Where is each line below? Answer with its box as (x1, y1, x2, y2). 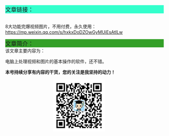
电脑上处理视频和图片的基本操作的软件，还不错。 (5, 58, 107, 64)
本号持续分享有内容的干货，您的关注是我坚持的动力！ (5, 69, 116, 75)
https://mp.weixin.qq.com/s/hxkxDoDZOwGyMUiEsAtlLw (5, 29, 123, 35)
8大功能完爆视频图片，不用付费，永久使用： (5, 24, 97, 29)
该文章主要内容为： (5, 48, 45, 53)
